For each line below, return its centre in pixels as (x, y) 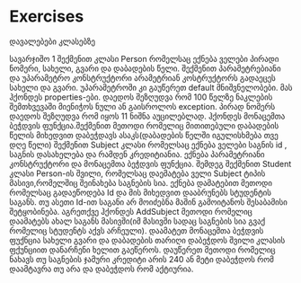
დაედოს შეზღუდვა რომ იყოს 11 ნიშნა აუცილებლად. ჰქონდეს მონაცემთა (147, 116)
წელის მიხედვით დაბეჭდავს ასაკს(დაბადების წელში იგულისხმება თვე (144, 135)
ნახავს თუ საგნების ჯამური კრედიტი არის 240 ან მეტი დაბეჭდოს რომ (142, 259)
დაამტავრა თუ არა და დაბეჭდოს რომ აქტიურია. (102, 269)
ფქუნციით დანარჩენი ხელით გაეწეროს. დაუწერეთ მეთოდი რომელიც (142, 250)
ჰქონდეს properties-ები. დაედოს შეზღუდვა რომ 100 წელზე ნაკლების (141, 97)
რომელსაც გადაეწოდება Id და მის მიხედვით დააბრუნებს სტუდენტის (141, 192)
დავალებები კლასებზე (53, 41)
